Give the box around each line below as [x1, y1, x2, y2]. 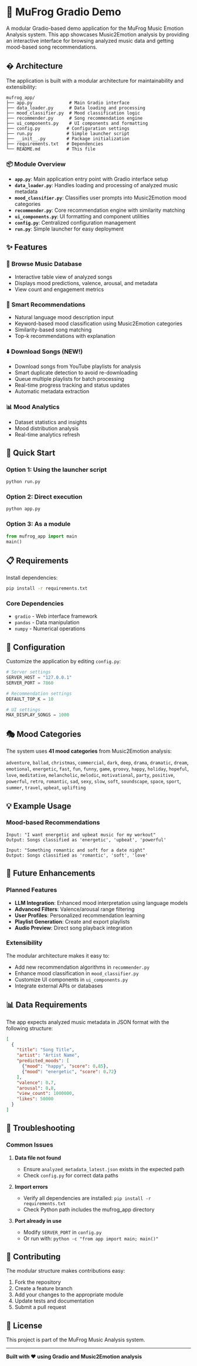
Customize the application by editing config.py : [6, 658, 121, 665]
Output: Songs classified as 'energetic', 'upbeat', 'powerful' [6, 837, 167, 843]
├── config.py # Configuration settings [6, 126, 130, 131]
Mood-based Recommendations [6, 819, 100, 827]
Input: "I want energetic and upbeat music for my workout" [6, 831, 157, 838]
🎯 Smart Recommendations [6, 300, 86, 309]
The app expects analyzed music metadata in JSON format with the [6, 1018, 169, 1026]
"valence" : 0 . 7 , [16, 1080, 57, 1086]
